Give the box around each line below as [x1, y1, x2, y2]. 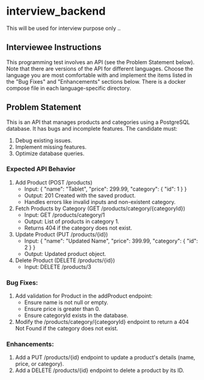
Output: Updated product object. [24, 250, 107, 257]
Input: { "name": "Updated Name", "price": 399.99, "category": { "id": [24, 237, 198, 244]
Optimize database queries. [15, 150, 85, 157]
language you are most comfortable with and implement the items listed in [6, 71, 192, 79]
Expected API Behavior [6, 165, 76, 174]
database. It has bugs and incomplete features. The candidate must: [6, 125, 178, 132]
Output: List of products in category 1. [24, 217, 120, 225]
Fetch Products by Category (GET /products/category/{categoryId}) [15, 205, 186, 212]
